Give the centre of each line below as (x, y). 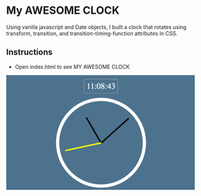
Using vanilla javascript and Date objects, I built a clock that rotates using (96, 27)
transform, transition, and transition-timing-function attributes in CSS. (92, 33)
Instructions (29, 52)
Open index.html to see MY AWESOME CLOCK (72, 67)
